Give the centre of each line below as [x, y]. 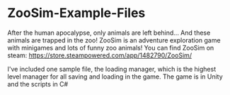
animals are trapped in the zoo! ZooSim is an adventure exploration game [114, 40]
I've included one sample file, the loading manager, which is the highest [112, 69]
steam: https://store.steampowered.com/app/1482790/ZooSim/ [100, 55]
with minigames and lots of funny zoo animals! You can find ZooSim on [111, 47]
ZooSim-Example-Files [76, 13]
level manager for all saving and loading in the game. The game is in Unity [115, 77]
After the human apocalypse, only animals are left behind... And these [109, 33]
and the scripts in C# [38, 84]
